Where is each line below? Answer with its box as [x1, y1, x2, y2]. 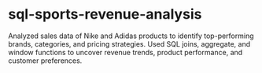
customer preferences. [8, 56, 83, 65]
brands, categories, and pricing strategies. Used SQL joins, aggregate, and [8, 39, 251, 48]
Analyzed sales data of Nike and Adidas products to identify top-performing [8, 31, 254, 40]
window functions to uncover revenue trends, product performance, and [8, 47, 243, 57]
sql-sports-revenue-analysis [8, 5, 202, 23]
